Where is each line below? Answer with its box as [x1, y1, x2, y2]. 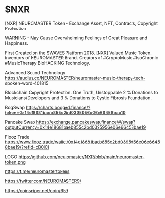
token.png [5, 159, 26, 165]
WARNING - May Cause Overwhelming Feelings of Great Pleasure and [5, 35, 148, 41]
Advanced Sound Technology [5, 69, 66, 75]
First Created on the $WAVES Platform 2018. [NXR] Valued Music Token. [5, 50, 152, 56]
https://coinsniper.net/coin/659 [5, 187, 68, 193]
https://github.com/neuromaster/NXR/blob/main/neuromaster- [18, 154, 145, 160]
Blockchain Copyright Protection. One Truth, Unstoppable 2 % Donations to [5, 89, 159, 95]
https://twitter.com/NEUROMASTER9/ [5, 178, 81, 184]
